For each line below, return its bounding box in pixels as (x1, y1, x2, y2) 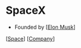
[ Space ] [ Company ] (5, 35, 55, 42)
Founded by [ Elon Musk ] (14, 23, 76, 31)
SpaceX (5, 4, 46, 17)
